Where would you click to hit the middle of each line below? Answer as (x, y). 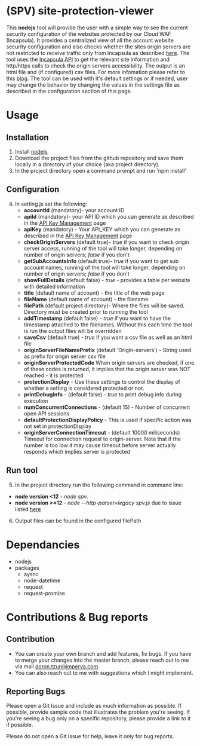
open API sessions (47, 413)
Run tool (22, 470)
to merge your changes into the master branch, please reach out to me (102, 660)
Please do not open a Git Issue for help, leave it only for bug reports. (90, 736)
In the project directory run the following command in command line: (99, 485)
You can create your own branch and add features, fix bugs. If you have (103, 653)
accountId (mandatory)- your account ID (74, 210)
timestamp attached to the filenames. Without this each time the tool (108, 325)
